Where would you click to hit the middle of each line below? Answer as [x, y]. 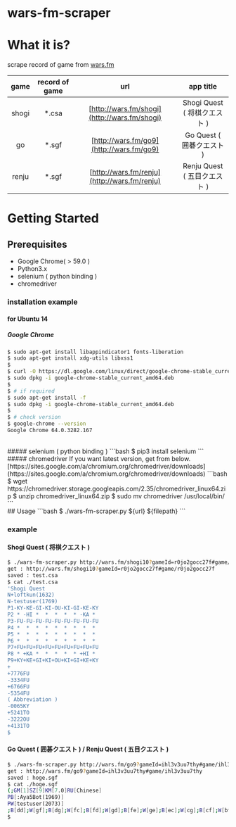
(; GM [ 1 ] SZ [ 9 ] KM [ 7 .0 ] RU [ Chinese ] [54, 791]
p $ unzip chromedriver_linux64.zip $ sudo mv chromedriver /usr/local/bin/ [116, 496]
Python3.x [32, 269]
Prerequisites [37, 244]
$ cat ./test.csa [33, 582]
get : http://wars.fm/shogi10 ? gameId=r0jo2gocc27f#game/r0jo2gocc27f [111, 569]
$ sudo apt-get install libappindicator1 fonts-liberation [96, 352]
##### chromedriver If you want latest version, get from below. [99, 458]
